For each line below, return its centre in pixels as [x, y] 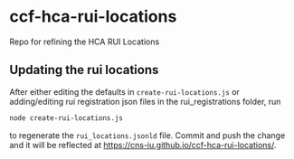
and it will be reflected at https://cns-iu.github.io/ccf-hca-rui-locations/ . [143, 145]
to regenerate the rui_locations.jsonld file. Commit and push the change [147, 135]
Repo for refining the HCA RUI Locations [85, 42]
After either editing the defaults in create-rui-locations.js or [124, 91]
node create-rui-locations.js [66, 118]
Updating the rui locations [84, 70]
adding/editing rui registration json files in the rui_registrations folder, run [145, 101]
